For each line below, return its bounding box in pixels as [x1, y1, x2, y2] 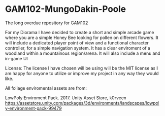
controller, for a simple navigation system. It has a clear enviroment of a [5, 45, 150, 51]
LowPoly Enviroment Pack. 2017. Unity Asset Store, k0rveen [5, 95, 127, 101]
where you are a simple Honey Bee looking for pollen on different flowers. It [5, 35, 159, 40]
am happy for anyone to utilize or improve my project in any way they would [5, 70, 159, 76]
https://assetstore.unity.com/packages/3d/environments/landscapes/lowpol [5, 100, 160, 106]
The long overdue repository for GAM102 [5, 20, 88, 26]
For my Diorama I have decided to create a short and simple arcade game [5, 29, 154, 35]
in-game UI [5, 55, 28, 61]
